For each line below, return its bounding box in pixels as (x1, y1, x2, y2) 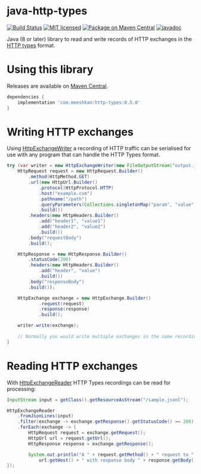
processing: (7, 385, 36, 392)
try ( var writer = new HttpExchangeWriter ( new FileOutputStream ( (7, 163, 172, 169)
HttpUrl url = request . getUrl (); (28, 435, 112, 441)
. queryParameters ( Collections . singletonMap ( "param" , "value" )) (38, 202, 199, 207)
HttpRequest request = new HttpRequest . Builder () (17, 168, 144, 174)
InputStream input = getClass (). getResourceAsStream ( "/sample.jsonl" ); (7, 396, 188, 403)
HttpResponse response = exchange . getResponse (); (28, 441, 154, 447)
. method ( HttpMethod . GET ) (28, 174, 90, 180)
